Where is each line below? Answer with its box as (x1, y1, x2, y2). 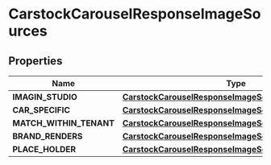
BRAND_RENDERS (12, 130, 83, 142)
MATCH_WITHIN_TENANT (12, 118, 115, 129)
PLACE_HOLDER (12, 144, 77, 155)
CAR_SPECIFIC (12, 105, 71, 115)
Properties (8, 54, 63, 68)
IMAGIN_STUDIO (12, 92, 78, 102)
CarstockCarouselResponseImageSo (8, 5, 261, 23)
